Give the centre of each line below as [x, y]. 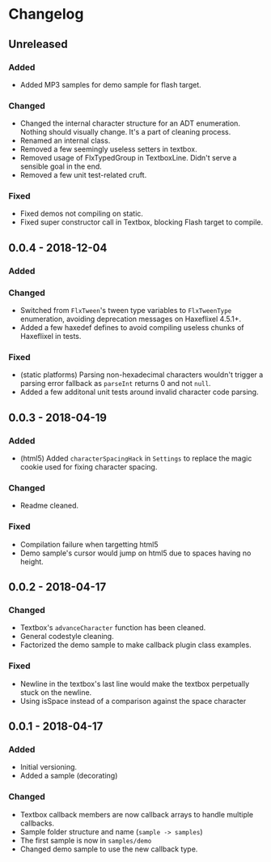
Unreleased [38, 44]
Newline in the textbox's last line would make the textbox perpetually [135, 684]
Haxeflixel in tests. [51, 337]
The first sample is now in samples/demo [86, 840]
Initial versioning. [49, 767]
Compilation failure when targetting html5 [89, 544]
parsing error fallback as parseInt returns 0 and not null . [116, 384]
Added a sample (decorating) [69, 776]
